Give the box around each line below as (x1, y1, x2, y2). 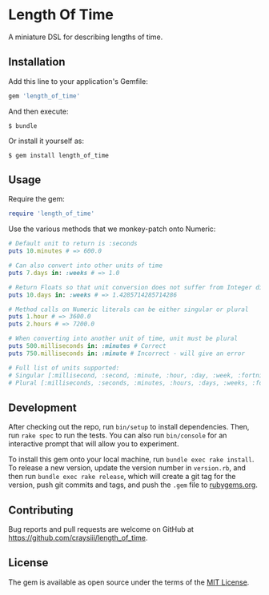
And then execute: (8, 106, 69, 116)
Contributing (8, 503, 74, 517)
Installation (8, 55, 66, 69)
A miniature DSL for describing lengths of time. (8, 32, 163, 42)
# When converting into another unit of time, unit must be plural (8, 334, 239, 343)
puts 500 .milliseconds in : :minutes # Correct (8, 342, 167, 350)
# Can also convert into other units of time (8, 262, 163, 270)
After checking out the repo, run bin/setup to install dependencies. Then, (8, 422, 250, 432)
